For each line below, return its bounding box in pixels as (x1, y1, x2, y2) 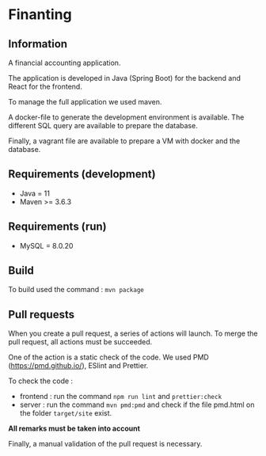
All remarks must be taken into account (8, 424, 141, 433)
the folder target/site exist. (19, 408, 112, 418)
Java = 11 (19, 188, 50, 198)
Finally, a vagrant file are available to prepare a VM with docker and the (8, 136, 241, 146)
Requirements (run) (8, 220, 107, 234)
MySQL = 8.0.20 (19, 241, 74, 250)
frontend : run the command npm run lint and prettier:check (19, 392, 222, 401)
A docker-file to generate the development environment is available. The (8, 112, 245, 122)
